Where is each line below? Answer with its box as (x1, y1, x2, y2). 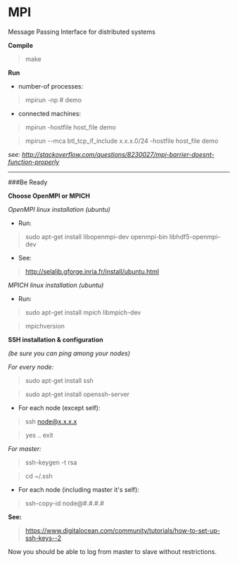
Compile (8, 41, 34, 49)
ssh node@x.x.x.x (25, 417, 77, 426)
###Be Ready (8, 177, 48, 186)
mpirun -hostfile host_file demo (25, 122, 117, 131)
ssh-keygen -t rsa (25, 458, 77, 467)
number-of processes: (18, 82, 84, 90)
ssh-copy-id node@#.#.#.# (25, 499, 105, 507)
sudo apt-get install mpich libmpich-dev (25, 308, 141, 317)
